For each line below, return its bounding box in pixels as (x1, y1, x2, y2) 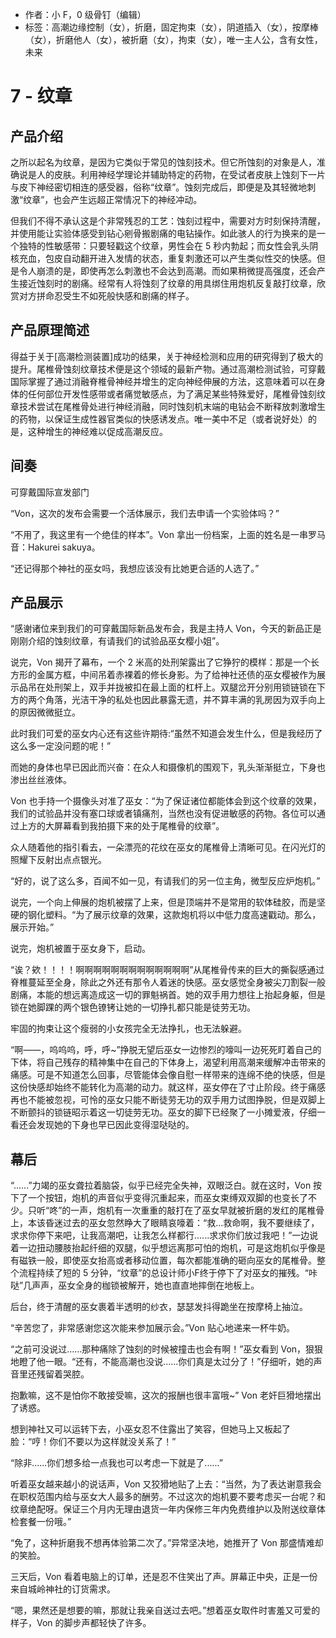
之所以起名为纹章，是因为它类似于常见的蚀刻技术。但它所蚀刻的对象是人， (10, 156, 317, 168)
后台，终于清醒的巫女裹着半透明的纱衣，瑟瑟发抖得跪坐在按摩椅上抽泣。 (10, 1301, 308, 1313)
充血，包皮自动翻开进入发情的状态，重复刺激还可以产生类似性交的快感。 (18, 253, 317, 264)
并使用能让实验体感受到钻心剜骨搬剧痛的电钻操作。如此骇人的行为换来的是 (10, 228, 317, 239)
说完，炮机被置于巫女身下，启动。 (10, 943, 151, 955)
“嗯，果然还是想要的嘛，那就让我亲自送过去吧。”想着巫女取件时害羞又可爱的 (10, 1604, 321, 1617)
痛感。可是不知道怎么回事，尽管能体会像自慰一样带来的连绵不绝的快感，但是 (10, 1069, 326, 1081)
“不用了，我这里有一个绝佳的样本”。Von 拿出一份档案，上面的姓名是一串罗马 (10, 528, 326, 540)
